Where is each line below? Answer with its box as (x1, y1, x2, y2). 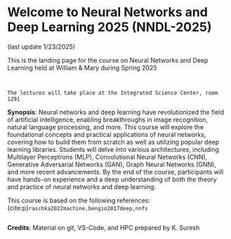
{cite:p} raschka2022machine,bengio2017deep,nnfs (7, 203, 149, 212)
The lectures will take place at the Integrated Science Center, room (7, 89, 218, 96)
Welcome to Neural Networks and (7, 4, 209, 20)
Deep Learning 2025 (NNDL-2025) (7, 19, 212, 35)
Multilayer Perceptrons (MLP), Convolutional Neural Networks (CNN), (7, 153, 208, 161)
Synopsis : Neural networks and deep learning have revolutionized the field (7, 108, 225, 116)
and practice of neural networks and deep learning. (7, 182, 157, 190)
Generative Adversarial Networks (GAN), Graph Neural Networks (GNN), (7, 160, 216, 169)
